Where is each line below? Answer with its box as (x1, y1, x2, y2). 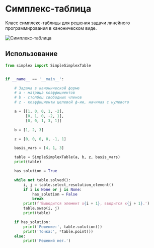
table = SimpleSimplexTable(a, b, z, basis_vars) (14, 155, 121, 160)
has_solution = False (32, 191, 78, 197)
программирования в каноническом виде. (5, 25, 97, 31)
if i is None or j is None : (23, 187, 82, 192)
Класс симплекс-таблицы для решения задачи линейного (5, 20, 130, 26)
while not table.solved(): (14, 177, 71, 182)
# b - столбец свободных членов (14, 95, 82, 100)
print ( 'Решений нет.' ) (23, 238, 71, 243)
